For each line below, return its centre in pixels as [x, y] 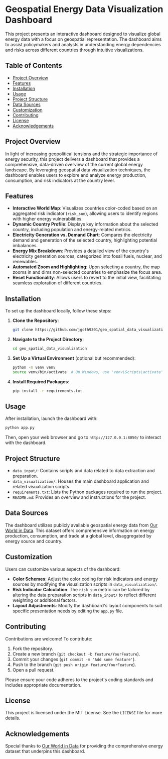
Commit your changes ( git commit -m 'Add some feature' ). [74, 659]
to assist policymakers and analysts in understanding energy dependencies [83, 44]
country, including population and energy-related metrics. [72, 230]
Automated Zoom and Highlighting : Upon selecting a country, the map [86, 267]
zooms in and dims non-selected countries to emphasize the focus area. [87, 272]
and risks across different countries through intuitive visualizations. [74, 50]
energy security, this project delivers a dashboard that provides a [72, 159]
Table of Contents [34, 66]
